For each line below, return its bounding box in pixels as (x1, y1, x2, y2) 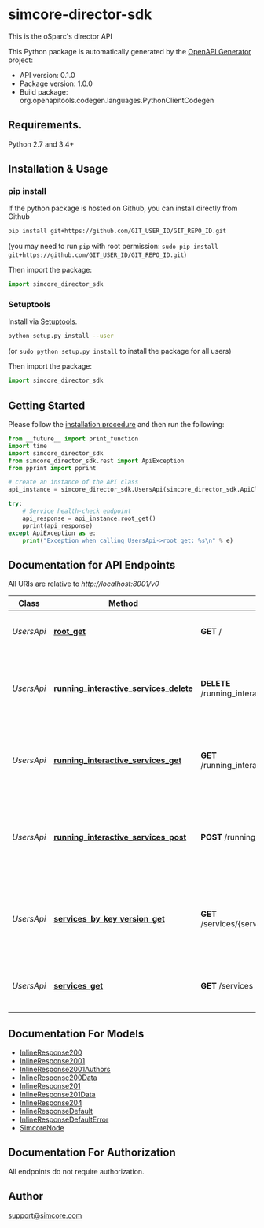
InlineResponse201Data (19, 1089, 96, 1100)
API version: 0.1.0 (19, 70, 76, 80)
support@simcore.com (8, 1211, 82, 1220)
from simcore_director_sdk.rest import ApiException (8, 457, 185, 465)
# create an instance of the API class (8, 478, 139, 486)
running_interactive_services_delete (53, 683, 194, 694)
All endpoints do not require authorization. (8, 1167, 145, 1176)
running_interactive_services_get (53, 755, 182, 766)
